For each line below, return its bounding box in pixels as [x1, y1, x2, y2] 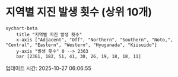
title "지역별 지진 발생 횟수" [16, 31, 82, 37]
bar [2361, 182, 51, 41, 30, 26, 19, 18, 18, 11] [16, 53, 142, 59]
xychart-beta [5, 25, 38, 31]
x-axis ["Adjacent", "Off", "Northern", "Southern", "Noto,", [16, 37, 173, 43]
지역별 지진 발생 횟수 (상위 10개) [5, 5, 152, 19]
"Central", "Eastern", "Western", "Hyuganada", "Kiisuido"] [5, 42, 158, 48]
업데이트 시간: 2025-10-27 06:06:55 [5, 65, 91, 72]
